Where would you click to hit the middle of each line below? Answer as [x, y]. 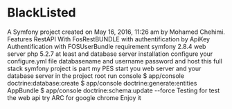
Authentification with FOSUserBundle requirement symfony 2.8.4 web [107, 46]
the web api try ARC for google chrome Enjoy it [74, 97]
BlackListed [42, 13]
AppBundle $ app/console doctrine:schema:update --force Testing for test [114, 90]
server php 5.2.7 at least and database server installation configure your [110, 54]
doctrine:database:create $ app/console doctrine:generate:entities [102, 83]
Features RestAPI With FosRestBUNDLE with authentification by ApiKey [108, 39]
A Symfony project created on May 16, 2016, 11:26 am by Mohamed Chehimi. [116, 32]
